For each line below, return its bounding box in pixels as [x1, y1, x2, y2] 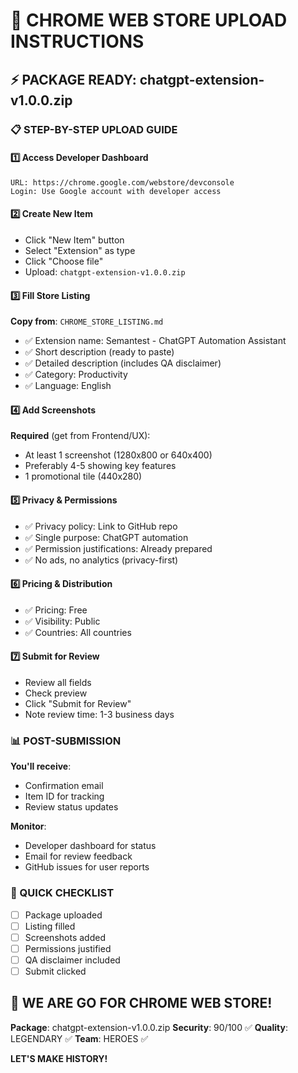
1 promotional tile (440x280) [24, 470, 143, 483]
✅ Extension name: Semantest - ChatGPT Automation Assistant [24, 335, 287, 347]
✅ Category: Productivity [24, 369, 128, 381]
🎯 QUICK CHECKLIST [10, 886, 115, 900]
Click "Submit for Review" [24, 697, 132, 709]
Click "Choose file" [24, 255, 104, 267]
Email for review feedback [24, 850, 133, 863]
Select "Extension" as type [24, 244, 136, 256]
